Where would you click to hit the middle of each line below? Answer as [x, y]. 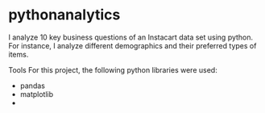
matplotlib [37, 94]
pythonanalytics [64, 15]
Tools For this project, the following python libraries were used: [113, 69]
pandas [33, 86]
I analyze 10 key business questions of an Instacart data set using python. [131, 37]
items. [19, 54]
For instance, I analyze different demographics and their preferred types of [132, 45]
